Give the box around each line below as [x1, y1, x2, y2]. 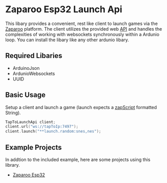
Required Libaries [5, 51, 63, 60]
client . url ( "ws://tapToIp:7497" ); [5, 124, 79, 129]
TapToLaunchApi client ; [5, 119, 56, 124]
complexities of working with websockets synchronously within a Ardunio [5, 31, 159, 37]
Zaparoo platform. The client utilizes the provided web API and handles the [5, 25, 162, 32]
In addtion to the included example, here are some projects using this [5, 156, 151, 163]
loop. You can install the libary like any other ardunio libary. [5, 37, 129, 43]
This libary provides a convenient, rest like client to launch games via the [5, 20, 158, 27]
